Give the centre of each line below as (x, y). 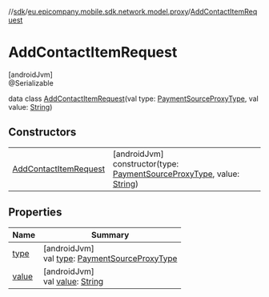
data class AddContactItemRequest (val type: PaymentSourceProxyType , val (133, 98)
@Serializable (31, 82)
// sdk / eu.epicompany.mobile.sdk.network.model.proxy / (99, 12)
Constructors (42, 132)
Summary (110, 235)
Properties (35, 213)
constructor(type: (146, 163)
